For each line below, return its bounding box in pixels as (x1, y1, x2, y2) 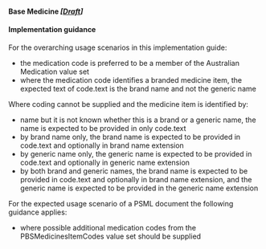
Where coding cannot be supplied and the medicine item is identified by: (8, 99, 249, 108)
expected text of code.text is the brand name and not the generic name (19, 84, 257, 93)
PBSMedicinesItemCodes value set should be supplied (19, 231, 202, 241)
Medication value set (19, 67, 90, 76)
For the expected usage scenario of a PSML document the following (8, 198, 234, 208)
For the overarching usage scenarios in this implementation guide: (8, 43, 227, 52)
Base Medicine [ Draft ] (8, 6, 84, 16)
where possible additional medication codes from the (19, 222, 197, 232)
